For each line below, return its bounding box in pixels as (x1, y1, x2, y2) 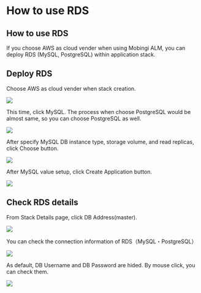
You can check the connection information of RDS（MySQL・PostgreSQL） (6, 237, 197, 245)
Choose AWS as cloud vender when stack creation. (6, 85, 136, 92)
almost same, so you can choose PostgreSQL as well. (6, 115, 142, 122)
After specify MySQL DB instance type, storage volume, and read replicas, (6, 138, 194, 145)
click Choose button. (6, 145, 59, 152)
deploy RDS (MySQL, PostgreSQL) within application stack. (6, 51, 156, 58)
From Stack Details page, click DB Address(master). (6, 213, 137, 221)
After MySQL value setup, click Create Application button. (6, 168, 152, 175)
